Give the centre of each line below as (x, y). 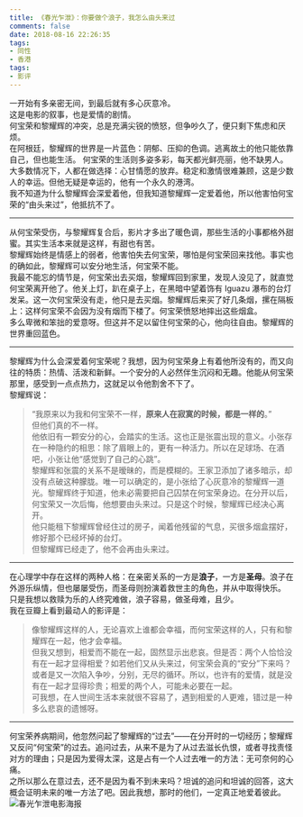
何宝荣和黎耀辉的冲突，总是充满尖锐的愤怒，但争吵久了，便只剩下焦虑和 (143, 125)
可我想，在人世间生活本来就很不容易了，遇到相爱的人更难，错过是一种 (162, 697)
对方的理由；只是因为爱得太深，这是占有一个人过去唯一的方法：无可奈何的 (147, 758)
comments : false (40, 26)
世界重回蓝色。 (37, 333)
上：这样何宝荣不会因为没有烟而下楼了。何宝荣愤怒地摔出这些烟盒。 (136, 311)
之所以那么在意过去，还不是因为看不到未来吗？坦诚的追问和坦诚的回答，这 (147, 781)
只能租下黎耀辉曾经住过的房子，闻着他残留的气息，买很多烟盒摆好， (166, 526)
